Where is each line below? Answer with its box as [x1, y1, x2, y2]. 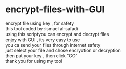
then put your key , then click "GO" [5, 52, 78, 59]
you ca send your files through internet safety [5, 42, 101, 48]
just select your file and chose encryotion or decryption [5, 47, 121, 53]
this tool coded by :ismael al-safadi [5, 25, 78, 31]
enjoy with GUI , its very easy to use [5, 37, 80, 43]
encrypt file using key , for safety [5, 20, 74, 26]
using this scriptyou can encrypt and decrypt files [5, 31, 109, 37]
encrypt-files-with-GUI [5, 4, 105, 15]
